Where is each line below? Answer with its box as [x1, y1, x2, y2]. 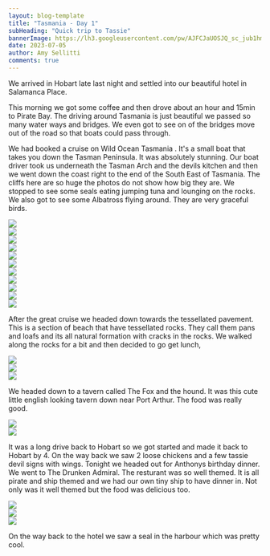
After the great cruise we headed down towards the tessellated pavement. [8, 314, 254, 323]
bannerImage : [8, 34, 52, 43]
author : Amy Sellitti [8, 49, 81, 57]
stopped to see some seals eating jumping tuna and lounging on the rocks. [8, 186, 256, 196]
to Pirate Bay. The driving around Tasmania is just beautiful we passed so [8, 111, 252, 120]
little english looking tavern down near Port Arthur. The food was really [8, 395, 243, 404]
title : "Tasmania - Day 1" [8, 19, 99, 27]
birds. [8, 203, 27, 213]
